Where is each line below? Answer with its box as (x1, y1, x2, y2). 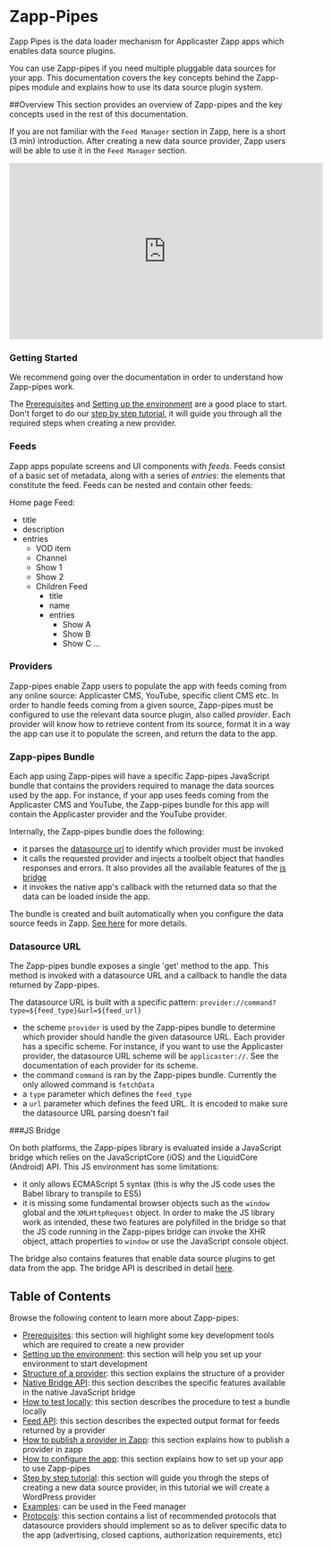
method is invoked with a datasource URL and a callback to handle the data (9, 970, 287, 981)
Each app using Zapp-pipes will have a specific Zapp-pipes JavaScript (9, 771, 270, 782)
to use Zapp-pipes (21, 1463, 91, 1474)
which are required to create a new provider (21, 1339, 185, 1350)
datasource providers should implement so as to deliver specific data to (21, 1520, 287, 1531)
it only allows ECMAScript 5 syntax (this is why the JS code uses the (21, 1179, 276, 1190)
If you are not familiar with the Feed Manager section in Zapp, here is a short (9, 125, 286, 136)
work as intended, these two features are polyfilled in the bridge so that (21, 1217, 286, 1228)
